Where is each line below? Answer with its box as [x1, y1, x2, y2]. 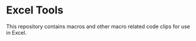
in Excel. [6, 29, 27, 36]
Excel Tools [6, 4, 64, 17]
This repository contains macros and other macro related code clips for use [6, 23, 191, 30]
